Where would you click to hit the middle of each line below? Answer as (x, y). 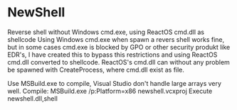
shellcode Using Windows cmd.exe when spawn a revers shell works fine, (116, 39)
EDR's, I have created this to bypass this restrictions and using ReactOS (112, 55)
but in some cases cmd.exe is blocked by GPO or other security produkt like (119, 47)
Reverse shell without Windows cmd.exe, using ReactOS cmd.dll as (106, 32)
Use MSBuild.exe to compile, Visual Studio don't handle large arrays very (115, 83)
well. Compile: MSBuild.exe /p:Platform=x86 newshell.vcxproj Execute (110, 91)
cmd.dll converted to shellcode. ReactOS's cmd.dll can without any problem (118, 62)
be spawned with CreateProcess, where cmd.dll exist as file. (96, 70)
